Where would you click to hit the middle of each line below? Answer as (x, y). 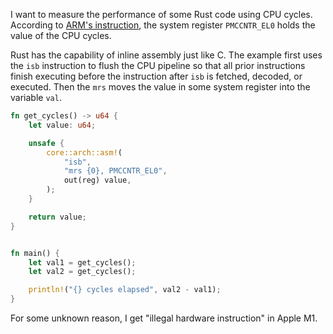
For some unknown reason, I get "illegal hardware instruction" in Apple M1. (164, 318)
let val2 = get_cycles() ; (82, 272)
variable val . (36, 97)
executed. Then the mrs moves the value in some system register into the (160, 87)
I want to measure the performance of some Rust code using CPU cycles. (161, 14)
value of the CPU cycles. (61, 35)
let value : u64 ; (62, 125)
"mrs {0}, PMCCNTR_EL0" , (115, 171)
